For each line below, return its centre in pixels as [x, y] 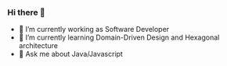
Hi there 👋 [27, 12]
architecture [38, 46]
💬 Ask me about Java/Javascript [70, 54]
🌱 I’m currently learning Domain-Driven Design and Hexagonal [119, 37]
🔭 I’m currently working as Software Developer [94, 30]
